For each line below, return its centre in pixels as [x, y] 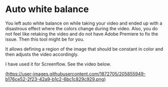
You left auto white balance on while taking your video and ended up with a [84, 23]
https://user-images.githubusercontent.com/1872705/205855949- [76, 73]
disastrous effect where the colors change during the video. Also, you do [82, 28]
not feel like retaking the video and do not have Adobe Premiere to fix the [82, 34]
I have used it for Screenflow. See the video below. [58, 64]
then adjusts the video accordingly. [42, 54]
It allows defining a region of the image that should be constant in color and [84, 49]
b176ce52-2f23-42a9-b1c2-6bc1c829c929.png [55, 79]
